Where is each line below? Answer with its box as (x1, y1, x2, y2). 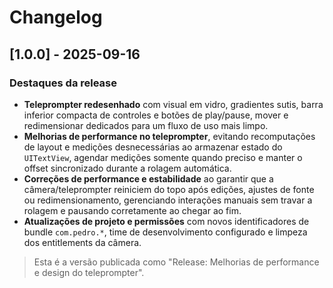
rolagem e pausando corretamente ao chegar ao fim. (23, 204, 242, 216)
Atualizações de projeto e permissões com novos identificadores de (23, 215, 310, 227)
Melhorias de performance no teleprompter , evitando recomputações (23, 130, 316, 142)
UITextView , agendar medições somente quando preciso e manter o (23, 151, 303, 163)
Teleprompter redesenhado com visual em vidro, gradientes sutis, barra (23, 98, 324, 110)
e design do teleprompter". (33, 266, 145, 278)
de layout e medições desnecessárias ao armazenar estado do (23, 141, 283, 153)
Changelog (9, 6, 103, 29)
